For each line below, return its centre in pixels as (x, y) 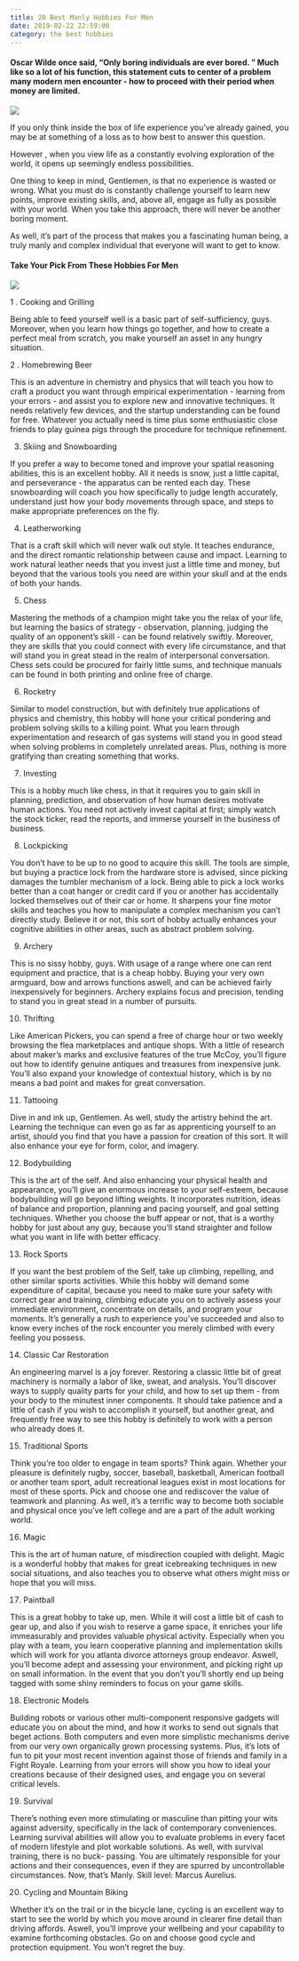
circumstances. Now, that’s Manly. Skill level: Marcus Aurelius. (124, 1875)
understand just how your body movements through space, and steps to (142, 501)
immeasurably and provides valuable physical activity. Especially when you (147, 1636)
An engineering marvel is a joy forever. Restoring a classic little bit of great (146, 1371)
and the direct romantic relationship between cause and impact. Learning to (149, 555)
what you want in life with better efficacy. (85, 1236)
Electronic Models (56, 1700)
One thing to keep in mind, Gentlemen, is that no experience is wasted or (143, 181)
